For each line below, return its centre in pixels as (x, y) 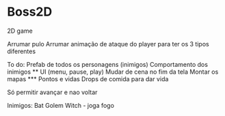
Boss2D (30, 12)
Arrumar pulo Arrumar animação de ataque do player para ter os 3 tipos (108, 44)
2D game (20, 31)
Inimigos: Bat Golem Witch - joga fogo (61, 105)
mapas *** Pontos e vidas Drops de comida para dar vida (88, 78)
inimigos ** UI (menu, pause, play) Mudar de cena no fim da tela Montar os (113, 72)
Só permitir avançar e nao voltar (52, 92)
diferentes (22, 51)
